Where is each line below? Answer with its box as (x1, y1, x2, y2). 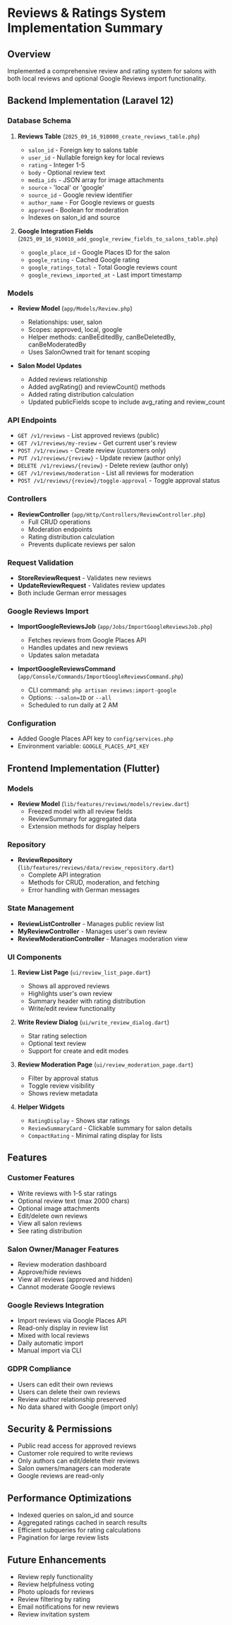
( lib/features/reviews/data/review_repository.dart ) (17, 863, 174, 872)
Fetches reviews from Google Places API (28, 636, 147, 644)
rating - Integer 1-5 (28, 160, 85, 169)
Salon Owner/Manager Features (7, 1244, 119, 1254)
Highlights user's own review (28, 990, 113, 998)
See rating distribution (17, 1226, 83, 1235)
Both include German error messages (17, 588, 127, 597)
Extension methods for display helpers (28, 822, 140, 831)
